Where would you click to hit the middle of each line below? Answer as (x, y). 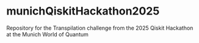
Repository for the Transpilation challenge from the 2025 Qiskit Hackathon (100, 28)
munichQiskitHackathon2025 (83, 11)
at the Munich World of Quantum (47, 34)
